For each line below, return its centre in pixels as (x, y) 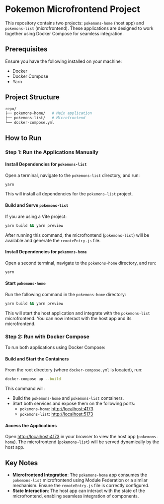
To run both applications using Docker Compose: (55, 347)
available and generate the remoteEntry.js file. (53, 240)
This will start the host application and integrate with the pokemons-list (78, 313)
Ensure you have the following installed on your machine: (64, 61)
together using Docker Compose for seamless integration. (65, 33)
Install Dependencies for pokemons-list (46, 164)
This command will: (25, 389)
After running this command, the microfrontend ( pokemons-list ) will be (77, 235)
